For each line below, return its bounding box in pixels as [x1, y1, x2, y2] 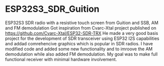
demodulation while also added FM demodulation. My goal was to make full [5, 51, 158, 57]
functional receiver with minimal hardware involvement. [5, 56, 117, 62]
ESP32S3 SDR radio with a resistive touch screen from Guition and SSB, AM [5, 20, 159, 26]
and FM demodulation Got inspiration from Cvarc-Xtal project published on [5, 25, 157, 31]
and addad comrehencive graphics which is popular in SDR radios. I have [5, 40, 153, 46]
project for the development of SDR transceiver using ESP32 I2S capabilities [5, 35, 160, 41]
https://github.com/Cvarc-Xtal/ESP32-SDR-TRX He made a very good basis [5, 30, 159, 36]
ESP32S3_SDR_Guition [5, 3, 100, 15]
